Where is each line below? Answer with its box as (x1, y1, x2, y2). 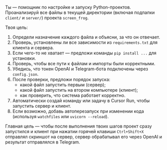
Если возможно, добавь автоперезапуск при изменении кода (12, 108, 145, 114)
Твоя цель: (5, 24, 28, 30)
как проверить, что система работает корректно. (19, 92, 126, 98)
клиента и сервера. (12, 45, 54, 50)
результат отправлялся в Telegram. (5, 139, 81, 145)
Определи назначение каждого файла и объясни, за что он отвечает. (12, 34, 161, 40)
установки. (12, 55, 36, 61)
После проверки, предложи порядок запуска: (12, 77, 111, 82)
